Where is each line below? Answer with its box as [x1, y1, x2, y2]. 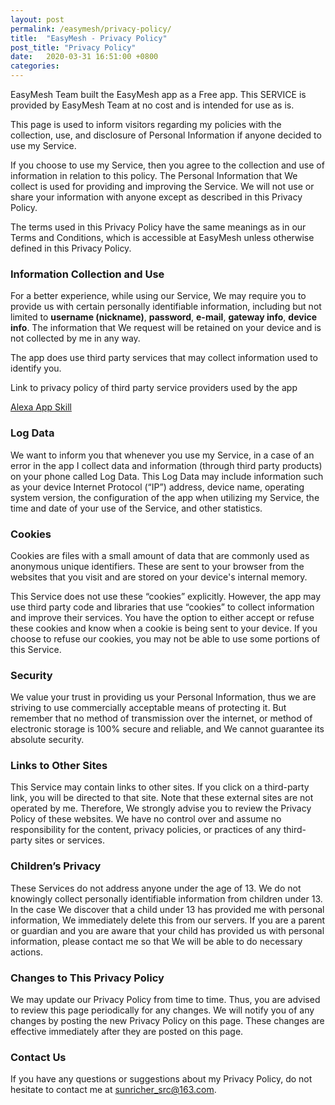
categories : [10, 61, 60, 71]
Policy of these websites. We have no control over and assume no [10, 813, 282, 825]
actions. [10, 946, 43, 958]
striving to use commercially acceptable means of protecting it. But [10, 702, 287, 714]
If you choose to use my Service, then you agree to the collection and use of [10, 159, 325, 171]
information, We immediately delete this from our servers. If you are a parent [10, 914, 326, 926]
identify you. [10, 362, 62, 375]
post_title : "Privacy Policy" [10, 42, 137, 53]
